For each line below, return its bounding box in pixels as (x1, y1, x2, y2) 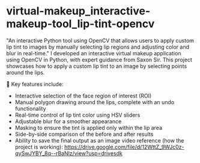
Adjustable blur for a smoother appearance (14, 117, 122, 125)
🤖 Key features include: (6, 80, 64, 88)
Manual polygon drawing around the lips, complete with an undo (14, 98, 175, 106)
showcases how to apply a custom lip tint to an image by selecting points (6, 62, 187, 70)
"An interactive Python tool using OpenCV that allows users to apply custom (6, 37, 194, 44)
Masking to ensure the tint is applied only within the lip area (14, 124, 163, 131)
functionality (14, 105, 46, 112)
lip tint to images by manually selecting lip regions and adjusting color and (6, 43, 190, 51)
